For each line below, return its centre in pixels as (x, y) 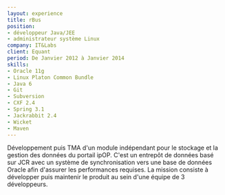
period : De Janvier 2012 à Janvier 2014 (66, 58)
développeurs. (28, 184)
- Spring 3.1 (26, 109)
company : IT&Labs (32, 45)
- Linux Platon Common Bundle (51, 77)
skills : (18, 65)
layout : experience (35, 13)
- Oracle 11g (26, 71)
